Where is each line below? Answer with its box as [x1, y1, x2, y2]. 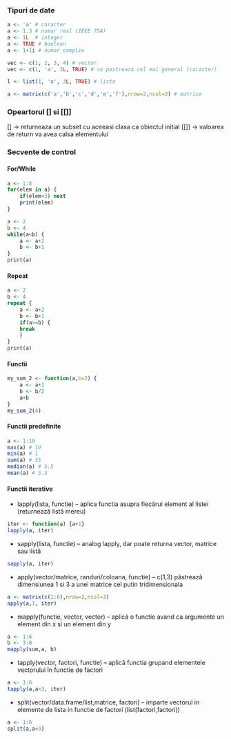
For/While [7, 165, 37, 173]
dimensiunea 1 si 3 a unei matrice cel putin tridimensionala [17, 580, 183, 588]
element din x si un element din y [17, 619, 112, 628]
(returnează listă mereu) [17, 507, 86, 516]
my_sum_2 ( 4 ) [7, 407, 41, 414]
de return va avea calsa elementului [7, 130, 109, 138]
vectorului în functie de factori [17, 666, 103, 674]
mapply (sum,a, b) [7, 646, 57, 653]
